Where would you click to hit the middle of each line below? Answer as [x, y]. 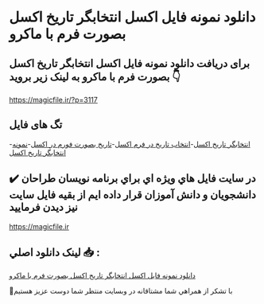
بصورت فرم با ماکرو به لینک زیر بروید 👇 [95, 77]
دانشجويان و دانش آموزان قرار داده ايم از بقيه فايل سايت [133, 195]
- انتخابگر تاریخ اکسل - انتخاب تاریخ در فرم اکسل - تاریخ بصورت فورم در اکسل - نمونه [130, 144]
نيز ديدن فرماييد [43, 207]
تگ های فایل [36, 125]
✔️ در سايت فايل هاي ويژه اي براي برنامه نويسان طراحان [133, 179]
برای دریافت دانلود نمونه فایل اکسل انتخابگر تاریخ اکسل [129, 63]
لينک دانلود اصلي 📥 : [54, 253]
